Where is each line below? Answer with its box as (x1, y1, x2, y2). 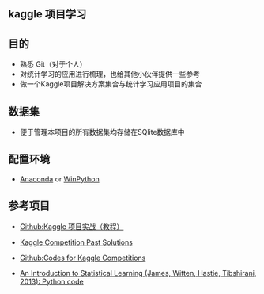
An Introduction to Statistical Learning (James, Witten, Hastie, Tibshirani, (19, 268, 257, 277)
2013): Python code (19, 277, 85, 286)
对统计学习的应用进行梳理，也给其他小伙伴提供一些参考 (19, 70, 200, 79)
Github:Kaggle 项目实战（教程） (19, 221, 124, 231)
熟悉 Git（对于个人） (19, 59, 87, 69)
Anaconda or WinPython (19, 174, 100, 184)
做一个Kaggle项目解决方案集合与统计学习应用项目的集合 (19, 79, 202, 89)
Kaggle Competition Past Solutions (19, 237, 133, 247)
